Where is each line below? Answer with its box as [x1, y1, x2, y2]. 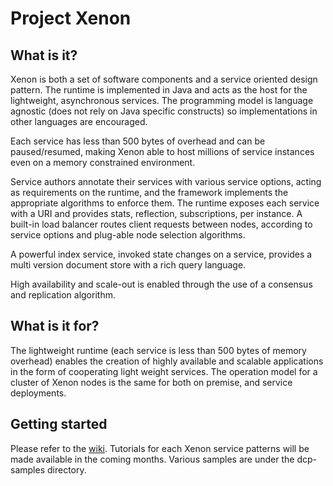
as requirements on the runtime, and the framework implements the [10, 187, 289, 198]
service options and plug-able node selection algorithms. [10, 229, 246, 241]
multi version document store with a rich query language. [10, 259, 247, 271]
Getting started [10, 416, 108, 433]
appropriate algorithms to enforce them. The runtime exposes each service [10, 197, 320, 209]
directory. [46, 463, 87, 476]
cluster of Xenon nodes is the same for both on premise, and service [10, 376, 293, 388]
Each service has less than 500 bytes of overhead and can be [10, 135, 266, 147]
